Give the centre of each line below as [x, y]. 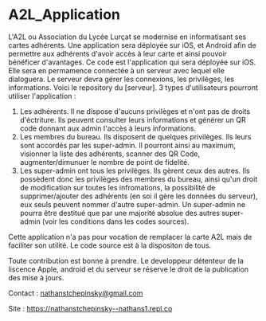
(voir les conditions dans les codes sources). [116, 221]
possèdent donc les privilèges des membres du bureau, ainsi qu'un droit [139, 179]
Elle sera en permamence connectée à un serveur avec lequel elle [117, 70]
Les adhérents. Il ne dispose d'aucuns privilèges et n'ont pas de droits [135, 111]
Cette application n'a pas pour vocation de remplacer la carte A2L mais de [130, 237]
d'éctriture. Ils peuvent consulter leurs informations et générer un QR [133, 119]
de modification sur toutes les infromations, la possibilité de [117, 187]
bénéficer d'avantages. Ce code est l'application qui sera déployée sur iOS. [132, 62]
